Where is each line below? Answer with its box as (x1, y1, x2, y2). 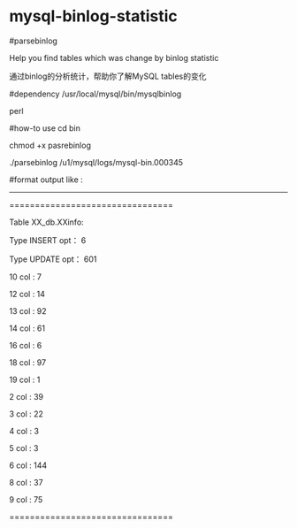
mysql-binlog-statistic (9, 6, 179, 27)
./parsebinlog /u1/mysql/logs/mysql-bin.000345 (9, 157, 184, 167)
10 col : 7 (9, 272, 42, 282)
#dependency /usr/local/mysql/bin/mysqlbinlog (9, 88, 182, 99)
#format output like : (9, 174, 84, 185)
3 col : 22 (9, 409, 44, 419)
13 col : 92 (9, 305, 47, 316)
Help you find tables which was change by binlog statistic (9, 52, 219, 63)
